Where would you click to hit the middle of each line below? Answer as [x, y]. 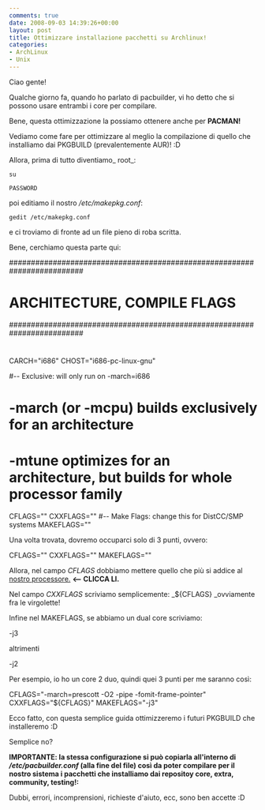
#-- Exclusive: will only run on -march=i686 [80, 376]
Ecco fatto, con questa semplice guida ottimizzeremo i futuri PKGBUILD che [132, 718]
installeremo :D [34, 726]
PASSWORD [23, 188]
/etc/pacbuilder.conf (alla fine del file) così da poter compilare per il [122, 766]
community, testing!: [44, 782]
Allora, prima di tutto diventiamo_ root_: [73, 159]
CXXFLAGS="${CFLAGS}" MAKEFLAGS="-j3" [84, 703]
